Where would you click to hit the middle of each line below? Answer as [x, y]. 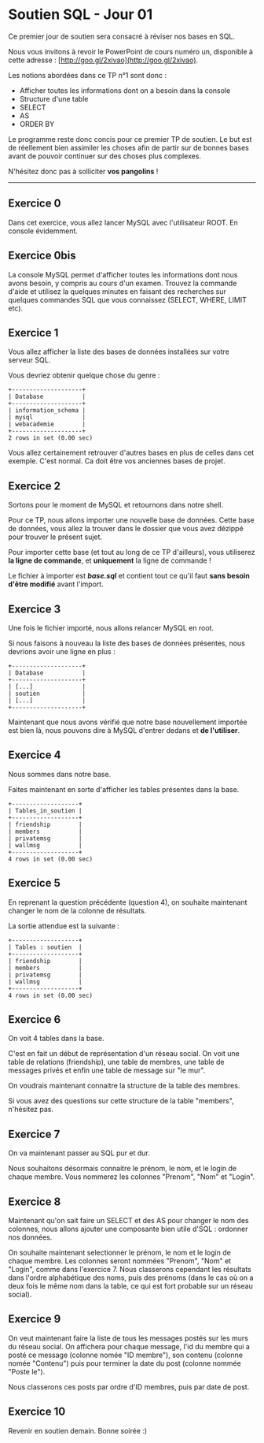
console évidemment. [43, 231]
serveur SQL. [29, 360]
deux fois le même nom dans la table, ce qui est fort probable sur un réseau [130, 1286]
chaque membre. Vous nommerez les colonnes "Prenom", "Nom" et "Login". [132, 1177]
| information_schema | [47, 411]
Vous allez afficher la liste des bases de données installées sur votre [119, 351]
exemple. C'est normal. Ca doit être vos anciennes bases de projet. [117, 461]
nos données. [30, 1237]
